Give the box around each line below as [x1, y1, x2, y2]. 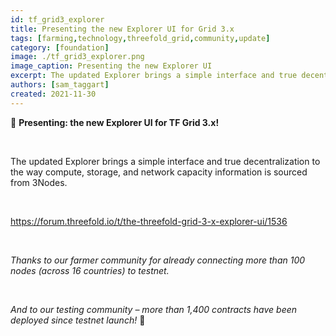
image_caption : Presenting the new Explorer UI [10, 61, 213, 71]
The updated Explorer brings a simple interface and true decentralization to [10, 155, 321, 167]
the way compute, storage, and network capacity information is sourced [10, 166, 308, 178]
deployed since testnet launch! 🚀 [10, 314, 146, 326]
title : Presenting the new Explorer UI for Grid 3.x [10, 24, 235, 34]
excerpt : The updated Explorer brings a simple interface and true [10, 71, 298, 81]
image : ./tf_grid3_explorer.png [10, 52, 145, 62]
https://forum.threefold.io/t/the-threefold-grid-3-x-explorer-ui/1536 [10, 215, 288, 227]
